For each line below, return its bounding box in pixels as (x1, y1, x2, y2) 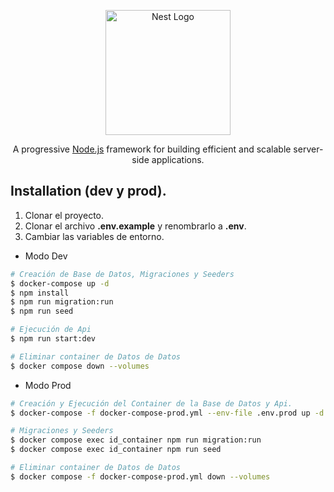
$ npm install (10, 288, 70, 298)
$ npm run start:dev (10, 334, 97, 344)
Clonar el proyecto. (24, 209, 104, 221)
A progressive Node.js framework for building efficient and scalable (12, 143, 292, 155)
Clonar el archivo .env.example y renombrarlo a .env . (24, 220, 247, 232)
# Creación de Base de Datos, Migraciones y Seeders (10, 269, 235, 279)
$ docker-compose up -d (10, 278, 110, 289)
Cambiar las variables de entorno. (24, 230, 165, 242)
